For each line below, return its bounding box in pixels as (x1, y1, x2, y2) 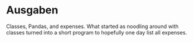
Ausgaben (6, 3, 58, 17)
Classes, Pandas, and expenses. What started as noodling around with (6, 23, 179, 30)
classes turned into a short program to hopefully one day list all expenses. (6, 29, 187, 36)
